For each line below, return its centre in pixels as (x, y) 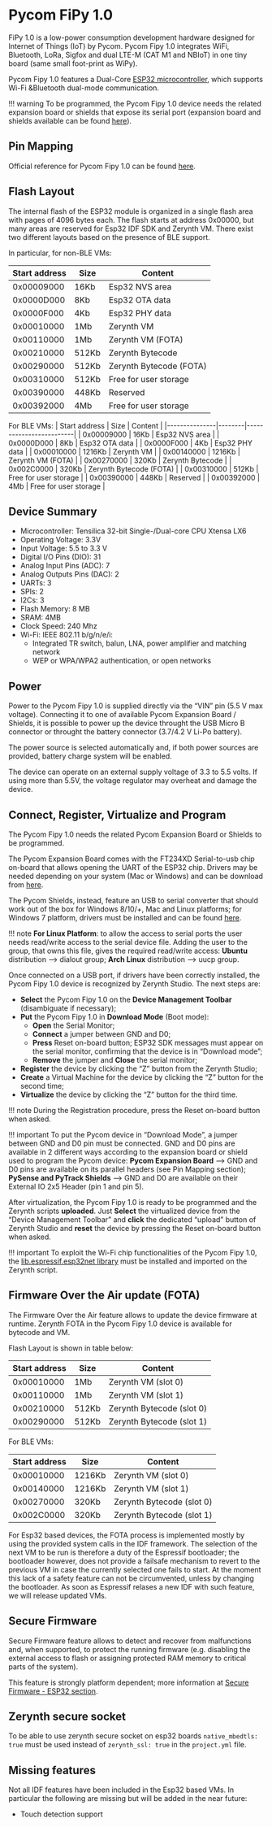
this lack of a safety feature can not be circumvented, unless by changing (131, 1578)
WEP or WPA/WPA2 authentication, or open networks (122, 661)
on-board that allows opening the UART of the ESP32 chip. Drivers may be (133, 867)
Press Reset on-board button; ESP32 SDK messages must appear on (148, 1043)
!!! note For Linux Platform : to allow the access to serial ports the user (125, 933)
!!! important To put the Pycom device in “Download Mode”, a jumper (123, 1135)
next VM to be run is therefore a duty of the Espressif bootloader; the (124, 1552)
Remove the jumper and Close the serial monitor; (114, 1060)
